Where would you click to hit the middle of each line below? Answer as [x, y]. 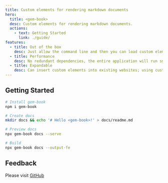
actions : [19, 28]
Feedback [21, 163]
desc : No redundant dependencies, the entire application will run [86, 61]
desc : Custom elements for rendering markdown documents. [71, 24]
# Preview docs [21, 129]
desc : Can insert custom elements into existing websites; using [84, 70]
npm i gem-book [21, 106]
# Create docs [20, 115]
